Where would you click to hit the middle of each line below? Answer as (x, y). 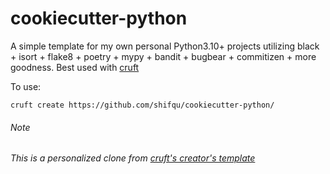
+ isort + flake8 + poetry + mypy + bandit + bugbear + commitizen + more (163, 56)
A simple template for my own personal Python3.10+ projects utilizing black (165, 46)
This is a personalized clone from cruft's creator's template (133, 158)
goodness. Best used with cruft (75, 67)
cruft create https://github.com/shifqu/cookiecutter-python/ (142, 105)
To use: (26, 86)
